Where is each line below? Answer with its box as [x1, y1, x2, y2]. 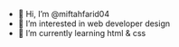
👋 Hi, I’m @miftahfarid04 [17, 9, 110, 19]
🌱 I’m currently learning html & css [17, 28, 146, 38]
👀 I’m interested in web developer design [17, 18, 171, 29]
